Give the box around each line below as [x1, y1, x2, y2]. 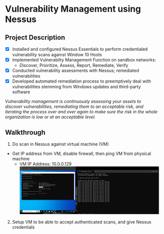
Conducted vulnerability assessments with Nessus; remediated [12, 67, 139, 74]
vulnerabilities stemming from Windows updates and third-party [12, 84, 141, 90]
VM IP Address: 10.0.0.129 [19, 161, 72, 167]
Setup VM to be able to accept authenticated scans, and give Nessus [12, 219, 151, 225]
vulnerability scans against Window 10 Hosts [12, 52, 102, 58]
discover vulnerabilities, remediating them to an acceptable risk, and [5, 104, 144, 109]
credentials [12, 224, 35, 230]
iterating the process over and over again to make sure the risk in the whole [5, 109, 158, 115]
